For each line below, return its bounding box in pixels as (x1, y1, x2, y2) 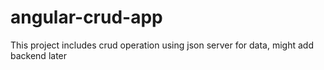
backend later (10, 49, 68, 61)
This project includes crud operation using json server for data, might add (10, 39, 314, 51)
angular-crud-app (10, 6, 163, 29)
